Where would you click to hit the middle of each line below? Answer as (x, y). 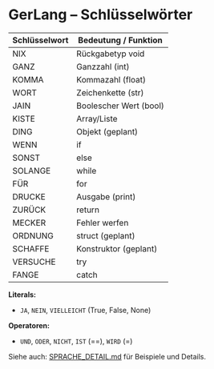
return (88, 210)
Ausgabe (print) (106, 196)
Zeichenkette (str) (110, 92)
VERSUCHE (34, 262)
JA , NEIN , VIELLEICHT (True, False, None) (85, 310)
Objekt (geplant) (107, 131)
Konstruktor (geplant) (117, 248)
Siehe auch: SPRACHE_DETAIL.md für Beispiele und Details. (107, 356)
